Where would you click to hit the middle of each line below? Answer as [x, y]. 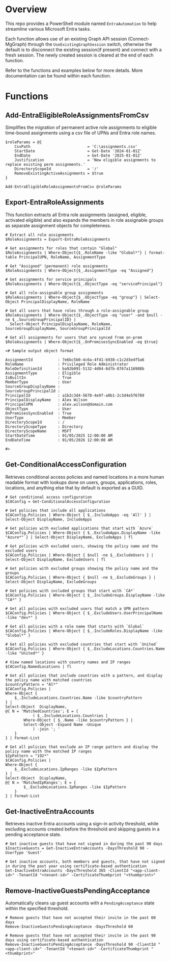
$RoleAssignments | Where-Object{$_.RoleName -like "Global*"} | [76, 253]
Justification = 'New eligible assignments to [85, 160]
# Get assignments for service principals [51, 279]
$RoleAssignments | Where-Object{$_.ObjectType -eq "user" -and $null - [84, 315]
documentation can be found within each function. [58, 75]
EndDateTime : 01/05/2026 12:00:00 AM [59, 440]
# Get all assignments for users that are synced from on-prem [74, 337]
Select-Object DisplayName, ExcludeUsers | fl [55, 559]
